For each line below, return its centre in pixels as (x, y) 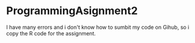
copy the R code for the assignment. (51, 33)
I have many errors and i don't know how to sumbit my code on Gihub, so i (98, 27)
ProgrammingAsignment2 (72, 11)
